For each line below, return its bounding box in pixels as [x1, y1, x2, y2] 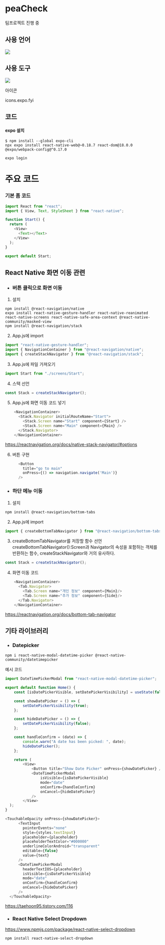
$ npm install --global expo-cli [5, 139, 74, 144]
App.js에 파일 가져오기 [12, 361, 55, 367]
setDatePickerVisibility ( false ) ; [23, 721, 91, 726]
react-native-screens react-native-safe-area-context [5, 315, 118, 320]
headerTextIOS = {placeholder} [23, 866, 82, 872]
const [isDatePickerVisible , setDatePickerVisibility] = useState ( [14, 689, 155, 695]
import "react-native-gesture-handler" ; [5, 343, 89, 348]
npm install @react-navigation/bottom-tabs [5, 509, 96, 514]
